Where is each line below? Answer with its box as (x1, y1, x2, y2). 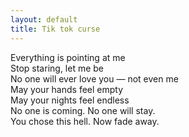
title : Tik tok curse (10, 24, 101, 34)
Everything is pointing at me (10, 51, 126, 63)
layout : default (10, 14, 78, 25)
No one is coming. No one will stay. (10, 104, 156, 116)
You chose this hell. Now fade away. (10, 115, 160, 127)
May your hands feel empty (10, 83, 124, 95)
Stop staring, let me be (10, 62, 105, 74)
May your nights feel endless (10, 94, 130, 106)
